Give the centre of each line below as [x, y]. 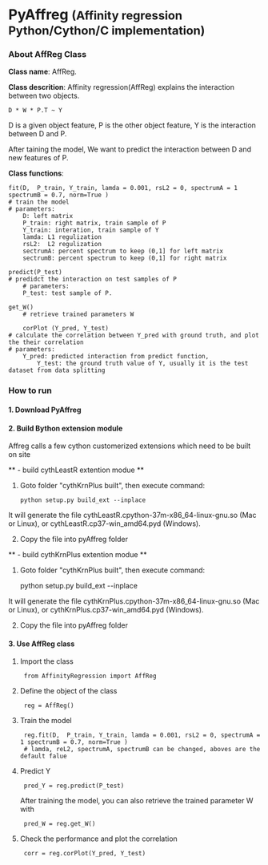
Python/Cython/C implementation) [107, 30]
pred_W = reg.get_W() [60, 824]
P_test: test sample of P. [68, 293]
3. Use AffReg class [42, 644]
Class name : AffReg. [43, 72]
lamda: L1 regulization [62, 237]
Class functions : [36, 173]
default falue [43, 756]
